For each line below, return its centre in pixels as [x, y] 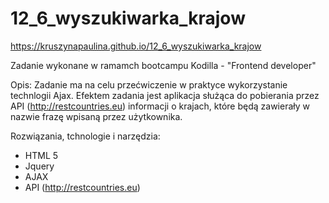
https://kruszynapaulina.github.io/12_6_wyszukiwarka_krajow [136, 46]
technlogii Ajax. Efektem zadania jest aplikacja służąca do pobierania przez [165, 95]
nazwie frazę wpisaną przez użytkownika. [96, 116]
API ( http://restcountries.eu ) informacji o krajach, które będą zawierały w [160, 106]
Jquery [39, 166]
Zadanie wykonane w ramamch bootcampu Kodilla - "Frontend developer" [163, 65]
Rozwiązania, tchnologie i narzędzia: [85, 136]
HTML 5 [41, 155]
